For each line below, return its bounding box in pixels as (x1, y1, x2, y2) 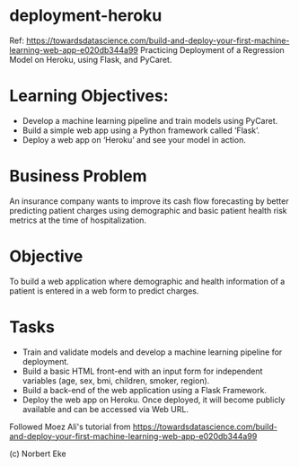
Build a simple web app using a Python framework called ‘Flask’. (22, 125, 260, 136)
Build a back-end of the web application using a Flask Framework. (22, 384, 268, 395)
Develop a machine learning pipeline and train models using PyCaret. (22, 115, 278, 126)
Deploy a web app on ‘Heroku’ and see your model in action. (22, 134, 247, 145)
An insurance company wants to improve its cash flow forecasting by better (9, 195, 289, 207)
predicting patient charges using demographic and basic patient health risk (9, 205, 287, 216)
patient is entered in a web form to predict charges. (9, 285, 199, 296)
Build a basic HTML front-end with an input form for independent (22, 366, 263, 376)
